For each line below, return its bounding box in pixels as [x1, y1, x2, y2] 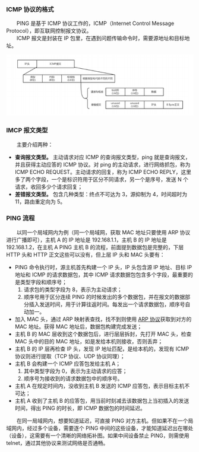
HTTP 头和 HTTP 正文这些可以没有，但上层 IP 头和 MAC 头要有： [6, 251, 165, 258]
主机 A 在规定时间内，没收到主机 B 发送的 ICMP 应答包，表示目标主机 [14, 382, 185, 389]
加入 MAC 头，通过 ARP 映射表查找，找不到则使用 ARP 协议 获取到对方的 [14, 316, 192, 323]
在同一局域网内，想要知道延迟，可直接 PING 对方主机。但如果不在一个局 [16, 417, 194, 424]
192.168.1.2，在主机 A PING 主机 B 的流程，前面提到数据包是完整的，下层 [6, 243, 184, 250]
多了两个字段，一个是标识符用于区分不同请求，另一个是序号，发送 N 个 [14, 176, 189, 183]
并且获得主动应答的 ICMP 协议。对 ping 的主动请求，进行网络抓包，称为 [14, 161, 191, 168]
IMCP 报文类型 [6, 126, 48, 135]
